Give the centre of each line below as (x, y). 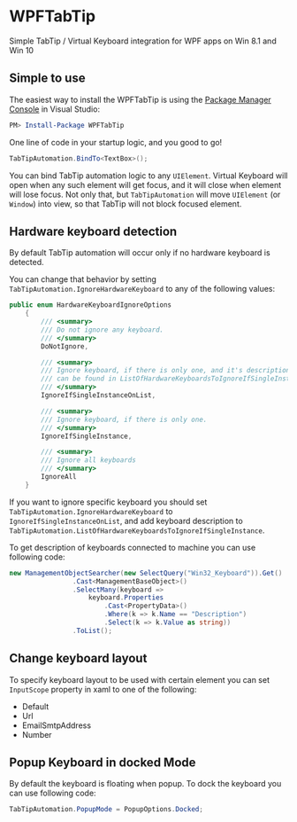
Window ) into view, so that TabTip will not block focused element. (126, 204)
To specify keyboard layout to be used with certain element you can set (139, 679)
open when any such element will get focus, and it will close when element (145, 184)
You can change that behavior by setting (83, 279)
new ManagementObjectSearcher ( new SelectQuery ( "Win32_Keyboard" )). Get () (146, 573)
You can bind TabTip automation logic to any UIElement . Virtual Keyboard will (148, 176)
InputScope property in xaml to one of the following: (103, 689)
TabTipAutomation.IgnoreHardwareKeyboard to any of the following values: (142, 289)
